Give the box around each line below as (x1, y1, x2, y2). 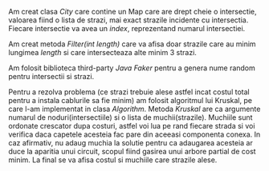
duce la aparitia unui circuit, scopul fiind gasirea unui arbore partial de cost (8, 147, 256, 156)
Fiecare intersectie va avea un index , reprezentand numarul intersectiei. (8, 24, 246, 33)
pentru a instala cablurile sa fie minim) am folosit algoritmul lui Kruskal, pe (8, 96, 253, 105)
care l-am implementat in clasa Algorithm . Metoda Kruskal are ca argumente (8, 104, 261, 113)
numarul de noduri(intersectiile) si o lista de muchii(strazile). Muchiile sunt (8, 113, 253, 122)
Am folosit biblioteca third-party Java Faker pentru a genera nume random (8, 63, 255, 73)
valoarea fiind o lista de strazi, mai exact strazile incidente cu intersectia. (8, 15, 249, 25)
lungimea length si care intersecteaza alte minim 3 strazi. (8, 48, 197, 57)
